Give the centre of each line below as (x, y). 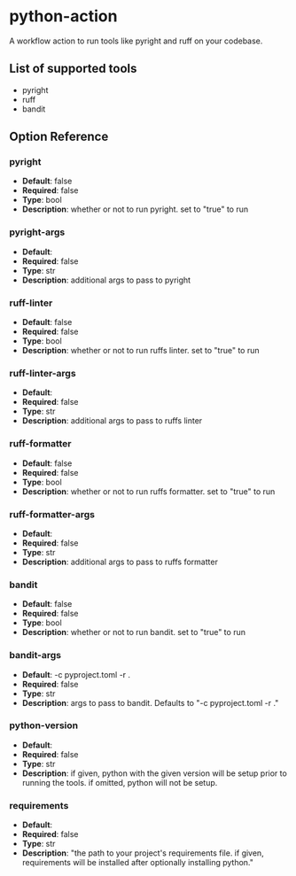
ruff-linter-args (43, 373)
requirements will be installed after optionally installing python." (138, 863)
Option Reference (59, 137)
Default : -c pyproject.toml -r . (76, 674)
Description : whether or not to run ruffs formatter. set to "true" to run (148, 491)
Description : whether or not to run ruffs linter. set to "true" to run (140, 351)
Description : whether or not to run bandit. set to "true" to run (134, 632)
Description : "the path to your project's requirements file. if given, (143, 853)
